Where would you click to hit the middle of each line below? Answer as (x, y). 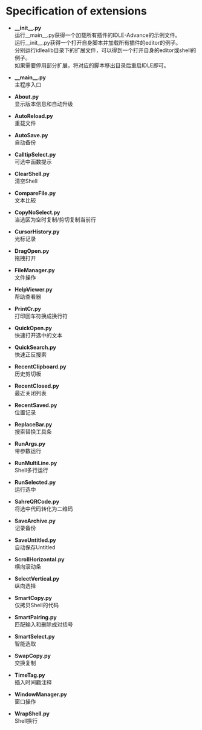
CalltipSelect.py (35, 154)
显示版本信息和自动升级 (44, 103)
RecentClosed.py (37, 386)
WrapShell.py (32, 713)
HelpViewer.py (33, 289)
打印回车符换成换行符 (41, 316)
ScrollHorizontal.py (39, 559)
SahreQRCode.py (37, 501)
